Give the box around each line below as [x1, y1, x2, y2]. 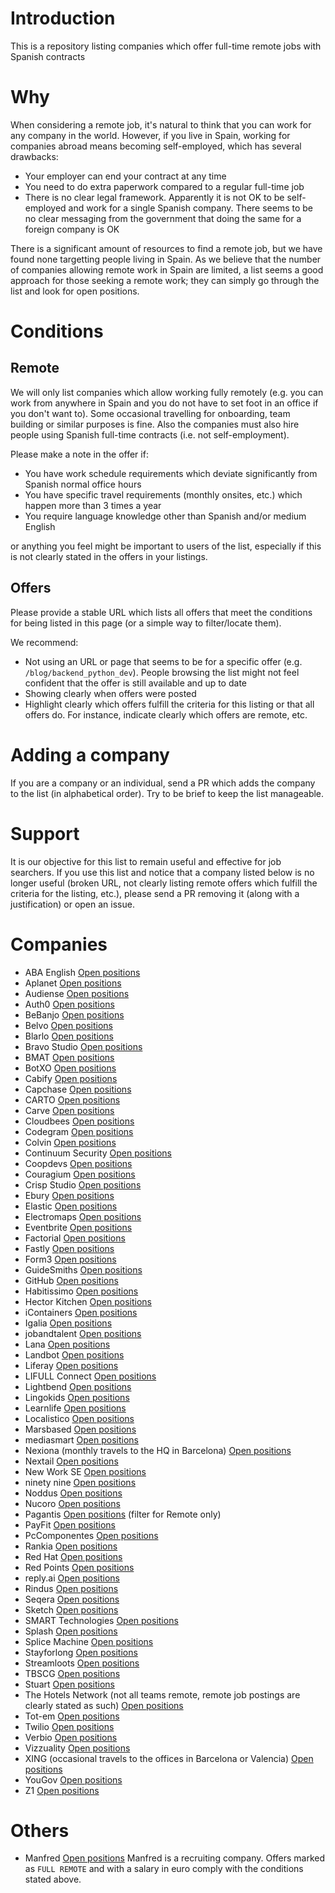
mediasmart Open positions [24, 1433, 139, 1446]
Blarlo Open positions [24, 1030, 114, 1042]
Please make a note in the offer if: [10, 448, 149, 460]
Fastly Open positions [24, 1242, 115, 1254]
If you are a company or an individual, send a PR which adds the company [10, 777, 316, 789]
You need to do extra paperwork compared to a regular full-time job [24, 180, 305, 192]
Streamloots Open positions [24, 1657, 140, 1669]
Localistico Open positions [24, 1412, 135, 1424]
